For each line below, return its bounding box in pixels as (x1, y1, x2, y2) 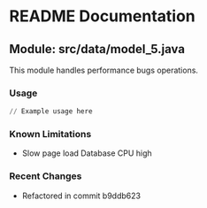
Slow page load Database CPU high (21, 148, 152, 158)
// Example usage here (9, 107, 93, 116)
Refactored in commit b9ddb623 (21, 190, 142, 201)
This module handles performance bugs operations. (9, 65, 199, 75)
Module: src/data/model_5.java (9, 42, 186, 57)
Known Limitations (9, 128, 92, 141)
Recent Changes (9, 170, 82, 182)
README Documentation (9, 6, 196, 27)
